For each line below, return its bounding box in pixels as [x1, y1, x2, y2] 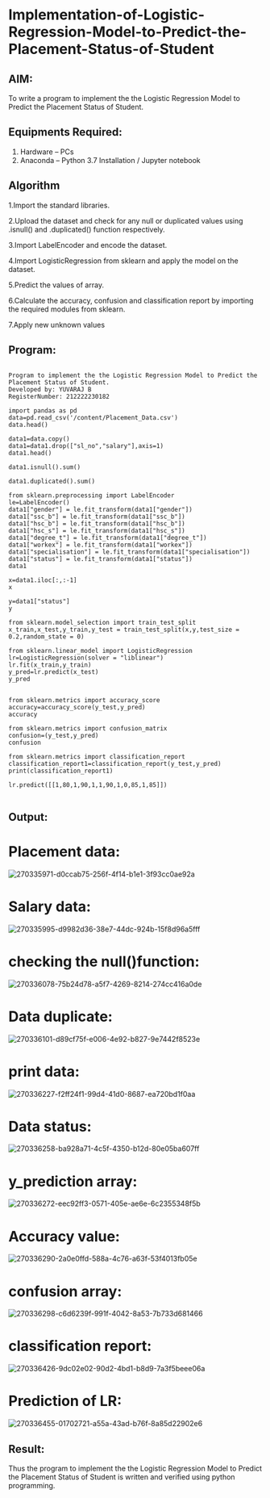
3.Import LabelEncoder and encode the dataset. [8, 240, 168, 249]
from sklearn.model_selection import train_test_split [8, 619, 197, 627]
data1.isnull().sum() [8, 463, 81, 471]
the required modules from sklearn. [8, 304, 126, 314]
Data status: [8, 1117, 92, 1136]
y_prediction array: [8, 1172, 138, 1190]
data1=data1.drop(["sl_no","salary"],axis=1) [8, 442, 164, 450]
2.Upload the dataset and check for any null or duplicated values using [8, 215, 243, 225]
